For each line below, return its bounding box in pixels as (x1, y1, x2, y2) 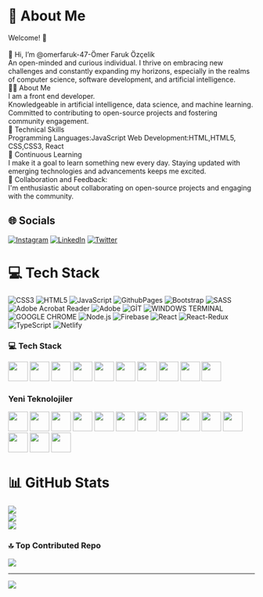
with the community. (8, 191, 74, 201)
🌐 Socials (8, 214, 56, 228)
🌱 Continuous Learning (8, 149, 82, 159)
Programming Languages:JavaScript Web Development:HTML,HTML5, (8, 133, 236, 142)
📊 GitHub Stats (8, 474, 110, 492)
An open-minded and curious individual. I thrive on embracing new (8, 58, 224, 67)
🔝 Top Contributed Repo (8, 541, 102, 551)
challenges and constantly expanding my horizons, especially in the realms (8, 66, 250, 75)
